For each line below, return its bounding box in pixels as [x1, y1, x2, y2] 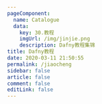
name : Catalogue [13, 16, 60, 23]
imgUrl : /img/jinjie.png [19, 36, 90, 42]
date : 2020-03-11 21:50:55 [7, 55, 84, 62]
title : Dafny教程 [7, 49, 55, 55]
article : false [7, 73, 51, 81]
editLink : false [7, 86, 53, 93]
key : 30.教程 [19, 29, 55, 36]
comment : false [7, 80, 51, 87]
